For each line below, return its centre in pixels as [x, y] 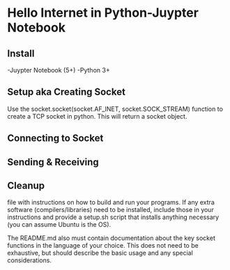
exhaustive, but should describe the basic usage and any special [100, 253]
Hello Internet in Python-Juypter [103, 13]
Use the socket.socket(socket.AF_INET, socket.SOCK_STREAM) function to [115, 109]
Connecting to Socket [55, 138]
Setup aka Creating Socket [66, 92]
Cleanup [26, 185]
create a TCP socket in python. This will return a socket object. [97, 116]
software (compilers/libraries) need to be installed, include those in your [110, 210]
